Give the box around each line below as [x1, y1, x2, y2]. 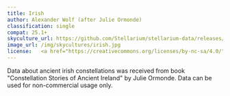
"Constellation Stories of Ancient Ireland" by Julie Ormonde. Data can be [7, 74, 212, 82]
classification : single [7, 22, 75, 29]
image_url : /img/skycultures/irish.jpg [7, 42, 121, 48]
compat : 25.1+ [7, 29, 48, 36]
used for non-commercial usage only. [7, 81, 113, 89]
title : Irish [7, 10, 44, 17]
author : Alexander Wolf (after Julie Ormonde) [7, 16, 142, 23]
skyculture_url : [7, 35, 53, 42]
